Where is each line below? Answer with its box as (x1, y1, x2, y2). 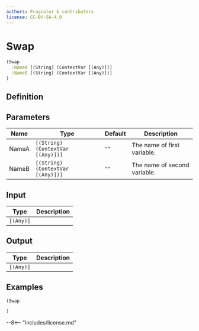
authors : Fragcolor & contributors (6, 8, 94, 15)
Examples (6, 282, 43, 293)
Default (104, 129, 126, 138)
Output (6, 236, 33, 246)
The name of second (131, 161, 190, 169)
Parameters (6, 112, 50, 122)
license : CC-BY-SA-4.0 (6, 14, 62, 20)
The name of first (131, 141, 180, 150)
